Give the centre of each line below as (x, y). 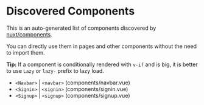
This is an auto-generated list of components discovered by (81, 28)
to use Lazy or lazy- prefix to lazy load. (55, 70)
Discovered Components (71, 11)
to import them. (26, 52)
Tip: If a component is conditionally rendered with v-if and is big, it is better (102, 64)
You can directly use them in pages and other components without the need (101, 46)
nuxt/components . (30, 34)
